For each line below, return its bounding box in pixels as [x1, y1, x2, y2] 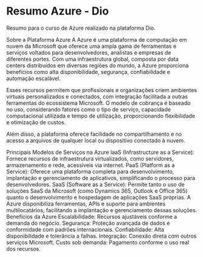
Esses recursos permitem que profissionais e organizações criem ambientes [6, 86, 197, 93]
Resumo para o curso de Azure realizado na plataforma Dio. [6, 24, 156, 32]
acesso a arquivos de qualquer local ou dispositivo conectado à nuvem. [6, 136, 185, 144]
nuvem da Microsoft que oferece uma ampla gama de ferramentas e [6, 42, 177, 50]
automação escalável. [6, 75, 61, 82]
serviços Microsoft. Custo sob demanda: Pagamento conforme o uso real [6, 238, 190, 246]
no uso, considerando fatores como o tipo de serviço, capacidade [6, 105, 171, 113]
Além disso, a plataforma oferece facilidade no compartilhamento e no [6, 130, 182, 138]
